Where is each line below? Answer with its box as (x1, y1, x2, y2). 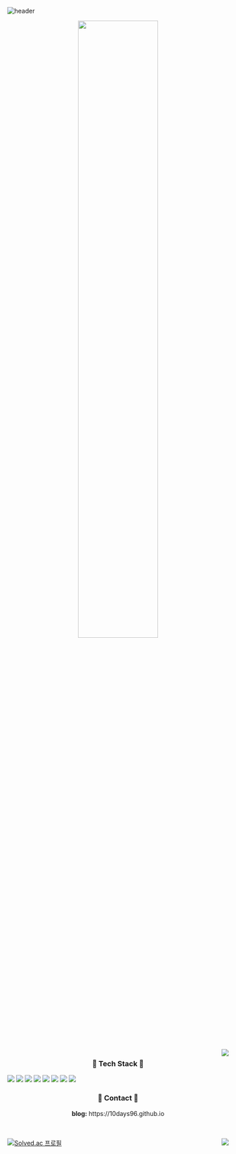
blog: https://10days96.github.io (71, 1109, 165, 1117)
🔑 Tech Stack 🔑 (92, 1058, 144, 1068)
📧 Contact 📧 (97, 1094, 139, 1103)
